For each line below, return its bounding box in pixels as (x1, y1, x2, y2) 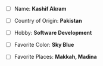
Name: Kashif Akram (14, 5, 67, 12)
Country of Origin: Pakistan (14, 17, 82, 25)
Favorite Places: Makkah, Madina (14, 53, 97, 61)
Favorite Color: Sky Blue (14, 41, 74, 49)
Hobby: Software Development (14, 29, 92, 37)
